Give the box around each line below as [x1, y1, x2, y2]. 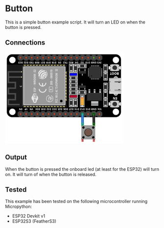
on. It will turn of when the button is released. [5, 171, 96, 177]
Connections [5, 39, 46, 47]
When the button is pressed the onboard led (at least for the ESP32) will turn [5, 166, 160, 172]
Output [5, 153, 27, 161]
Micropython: [5, 204, 32, 209]
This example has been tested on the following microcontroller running [5, 199, 148, 205]
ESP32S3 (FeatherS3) [12, 218, 56, 224]
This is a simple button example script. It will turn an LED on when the [5, 19, 145, 25]
